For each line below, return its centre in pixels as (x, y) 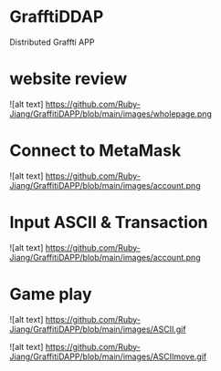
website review (68, 79)
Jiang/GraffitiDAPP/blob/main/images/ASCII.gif (98, 329)
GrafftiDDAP (57, 17)
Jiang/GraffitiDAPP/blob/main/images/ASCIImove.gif (108, 356)
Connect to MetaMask (95, 151)
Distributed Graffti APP (52, 42)
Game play (51, 294)
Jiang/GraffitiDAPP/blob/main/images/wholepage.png (111, 113)
